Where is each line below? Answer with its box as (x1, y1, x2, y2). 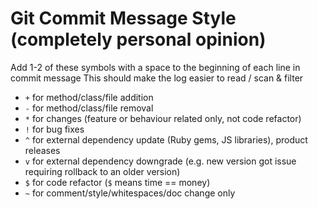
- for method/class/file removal (24, 102, 154, 114)
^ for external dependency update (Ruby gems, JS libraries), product (24, 133, 308, 146)
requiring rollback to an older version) (24, 165, 181, 177)
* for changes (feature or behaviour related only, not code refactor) (24, 112, 302, 124)
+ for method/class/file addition (24, 91, 154, 103)
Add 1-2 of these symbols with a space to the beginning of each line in (10, 61, 301, 73)
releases (24, 144, 61, 156)
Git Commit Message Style (10, 7, 237, 30)
